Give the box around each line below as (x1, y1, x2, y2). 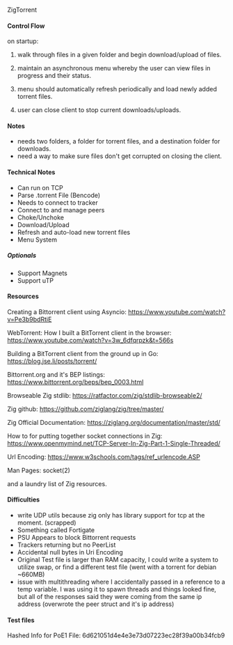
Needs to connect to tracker (17, 198, 99, 207)
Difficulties (7, 495, 40, 504)
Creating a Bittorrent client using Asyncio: (7, 307, 127, 316)
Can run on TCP (17, 183, 64, 192)
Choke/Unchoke (17, 213, 65, 222)
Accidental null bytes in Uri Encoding (17, 547, 123, 556)
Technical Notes (7, 168, 56, 176)
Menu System (17, 235, 58, 244)
